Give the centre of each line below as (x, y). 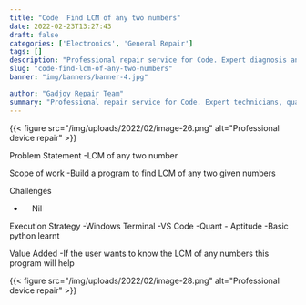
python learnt (35, 235)
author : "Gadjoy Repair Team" (67, 93)
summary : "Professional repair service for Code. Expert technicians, (146, 102)
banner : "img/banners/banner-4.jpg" (79, 77)
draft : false (34, 35)
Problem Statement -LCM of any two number (94, 155)
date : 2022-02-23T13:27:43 (61, 26)
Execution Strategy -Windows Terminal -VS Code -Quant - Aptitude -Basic (149, 226)
